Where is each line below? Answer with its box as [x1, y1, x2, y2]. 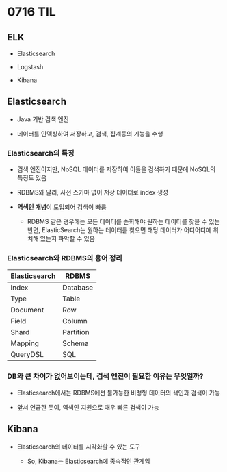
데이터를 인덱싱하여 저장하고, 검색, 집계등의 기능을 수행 [16, 129, 163, 138]
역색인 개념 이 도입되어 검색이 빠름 [16, 203, 107, 211]
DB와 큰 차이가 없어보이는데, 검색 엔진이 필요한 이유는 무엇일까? [7, 371, 204, 381]
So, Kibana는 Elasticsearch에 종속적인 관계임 [27, 457, 150, 465]
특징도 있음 [16, 174, 47, 182]
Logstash [16, 63, 44, 71]
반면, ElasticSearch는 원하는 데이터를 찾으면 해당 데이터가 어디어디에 [27, 226, 212, 234]
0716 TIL [7, 4, 56, 20]
